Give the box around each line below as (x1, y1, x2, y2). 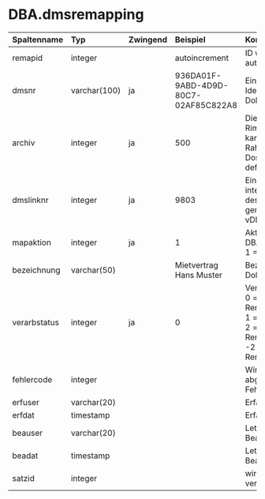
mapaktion (12, 237, 51, 248)
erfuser (12, 396, 39, 407)
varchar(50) (70, 265, 116, 276)
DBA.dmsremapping (8, 6, 144, 24)
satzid (12, 472, 35, 483)
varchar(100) (70, 84, 121, 96)
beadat (12, 450, 39, 461)
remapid (12, 52, 43, 63)
